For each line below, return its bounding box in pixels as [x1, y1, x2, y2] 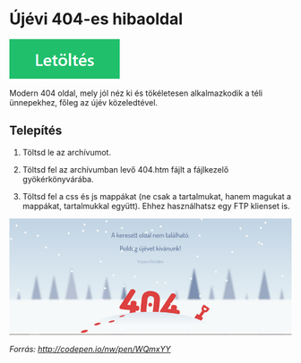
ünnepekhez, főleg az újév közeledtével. [9, 97, 159, 107]
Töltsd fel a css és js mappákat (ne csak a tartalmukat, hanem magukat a [21, 190, 292, 201]
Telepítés [9, 123, 63, 139]
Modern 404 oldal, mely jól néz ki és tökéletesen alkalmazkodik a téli [9, 88, 262, 98]
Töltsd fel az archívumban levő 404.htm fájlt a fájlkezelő [21, 164, 229, 174]
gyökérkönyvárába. [21, 173, 94, 184]
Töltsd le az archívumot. [21, 147, 112, 157]
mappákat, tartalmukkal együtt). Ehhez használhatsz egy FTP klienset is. [21, 200, 290, 211]
